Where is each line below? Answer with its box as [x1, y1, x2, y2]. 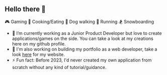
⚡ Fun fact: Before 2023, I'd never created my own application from [12, 57, 152, 63]
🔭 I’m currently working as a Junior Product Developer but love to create [12, 30, 162, 36]
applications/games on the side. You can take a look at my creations [12, 35, 154, 41]
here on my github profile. [12, 40, 66, 46]
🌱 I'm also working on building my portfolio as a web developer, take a [12, 46, 157, 52]
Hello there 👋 [5, 5, 46, 13]
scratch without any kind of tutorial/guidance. [12, 64, 107, 70]
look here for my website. [12, 51, 65, 57]
